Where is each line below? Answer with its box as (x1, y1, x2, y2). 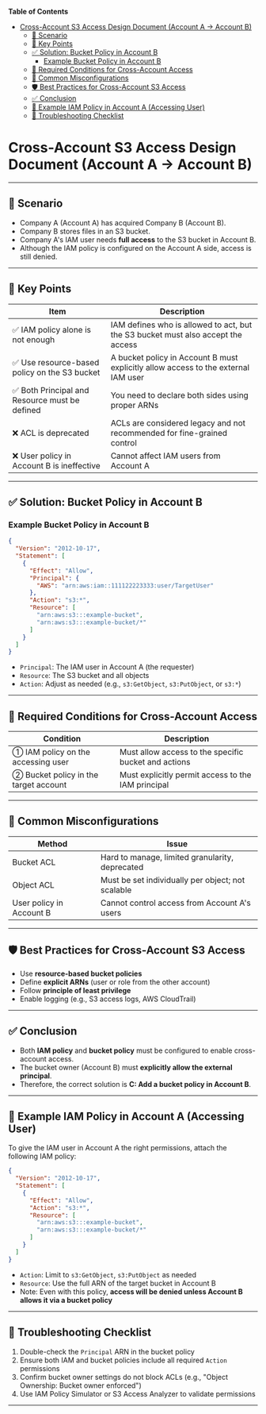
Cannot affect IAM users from (110, 450, 221, 461)
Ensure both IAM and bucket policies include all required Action (19, 1355, 227, 1365)
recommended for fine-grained (110, 427, 228, 438)
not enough (12, 333, 55, 345)
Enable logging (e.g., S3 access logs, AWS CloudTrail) (19, 994, 196, 1004)
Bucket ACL (12, 857, 56, 868)
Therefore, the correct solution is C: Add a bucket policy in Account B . (19, 1079, 252, 1088)
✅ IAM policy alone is (12, 324, 92, 335)
